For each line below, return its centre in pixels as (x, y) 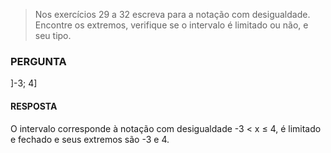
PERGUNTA (38, 61)
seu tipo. (53, 35)
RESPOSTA (34, 106)
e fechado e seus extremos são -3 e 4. (90, 139)
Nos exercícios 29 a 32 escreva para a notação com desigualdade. (172, 14)
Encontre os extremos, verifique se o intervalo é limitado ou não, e (171, 25)
